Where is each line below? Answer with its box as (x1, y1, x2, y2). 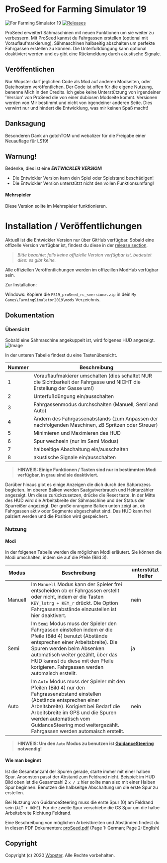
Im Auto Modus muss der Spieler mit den (31, 678, 126, 685)
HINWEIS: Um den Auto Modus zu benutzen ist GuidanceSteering (17, 740, 154, 746)
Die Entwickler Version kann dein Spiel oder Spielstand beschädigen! (12, 175, 154, 181)
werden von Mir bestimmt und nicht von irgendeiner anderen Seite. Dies (5, 100, 153, 106)
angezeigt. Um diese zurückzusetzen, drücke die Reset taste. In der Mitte (5, 492, 156, 498)
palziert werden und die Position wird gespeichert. (5, 513, 108, 519)
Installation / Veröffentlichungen (5, 220, 143, 232)
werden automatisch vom (31, 716, 90, 723)
